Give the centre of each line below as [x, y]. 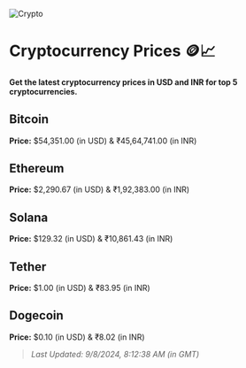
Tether [28, 267]
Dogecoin [36, 315]
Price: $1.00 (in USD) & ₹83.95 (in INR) [80, 288]
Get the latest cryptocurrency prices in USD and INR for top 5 [123, 82]
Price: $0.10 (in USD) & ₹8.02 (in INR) [77, 337]
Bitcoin [29, 119]
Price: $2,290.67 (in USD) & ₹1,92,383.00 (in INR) [100, 189]
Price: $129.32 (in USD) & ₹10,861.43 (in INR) [91, 239]
